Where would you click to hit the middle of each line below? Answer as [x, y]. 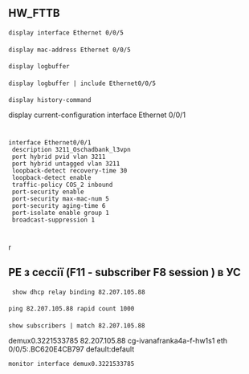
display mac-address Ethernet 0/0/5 [69, 50]
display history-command [50, 100]
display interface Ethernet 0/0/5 [66, 33]
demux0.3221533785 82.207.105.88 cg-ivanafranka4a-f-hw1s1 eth [118, 340]
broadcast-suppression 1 [53, 220]
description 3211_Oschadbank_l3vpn [71, 149]
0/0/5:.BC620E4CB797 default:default [71, 349]
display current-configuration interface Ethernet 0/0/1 [97, 115]
